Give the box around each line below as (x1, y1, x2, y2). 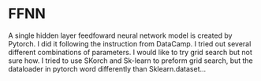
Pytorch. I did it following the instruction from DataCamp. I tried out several (8, 39, 252, 48)
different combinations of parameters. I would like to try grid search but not (8, 47, 252, 57)
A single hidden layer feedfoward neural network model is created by (8, 31, 233, 40)
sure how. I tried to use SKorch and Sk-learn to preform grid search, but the (8, 56, 254, 65)
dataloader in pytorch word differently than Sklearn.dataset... (8, 64, 207, 73)
